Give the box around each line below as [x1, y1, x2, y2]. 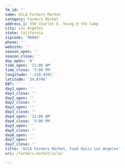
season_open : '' [5, 49, 39, 54]
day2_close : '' [5, 100, 37, 105]
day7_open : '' [5, 137, 35, 142]
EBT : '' [5, 81, 21, 86]
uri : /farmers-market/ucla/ [5, 151, 63, 156]
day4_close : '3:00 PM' [5, 118, 52, 124]
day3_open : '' [5, 105, 35, 110]
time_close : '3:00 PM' [5, 68, 52, 73]
